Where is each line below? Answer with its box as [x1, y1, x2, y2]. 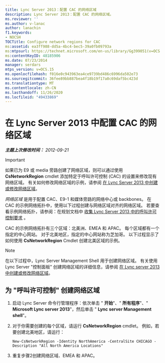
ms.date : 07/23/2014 [5, 58, 48, 63]
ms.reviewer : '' [5, 16, 39, 21]
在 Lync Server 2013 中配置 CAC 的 [5, 117, 148, 129]
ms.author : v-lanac [5, 21, 45, 26]
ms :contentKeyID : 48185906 [5, 53, 61, 58]
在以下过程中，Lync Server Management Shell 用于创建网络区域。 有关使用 [5, 258, 158, 264]
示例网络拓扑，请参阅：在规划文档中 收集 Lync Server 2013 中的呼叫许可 [9, 209, 157, 215]
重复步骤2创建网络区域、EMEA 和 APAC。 [12, 353, 98, 359]
